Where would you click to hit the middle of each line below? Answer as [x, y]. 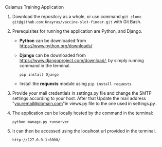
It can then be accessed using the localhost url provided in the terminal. [84, 131]
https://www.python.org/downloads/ [56, 46]
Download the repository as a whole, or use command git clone [77, 16]
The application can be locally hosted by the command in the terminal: [82, 113]
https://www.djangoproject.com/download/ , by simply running [82, 60]
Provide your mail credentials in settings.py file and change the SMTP [82, 93]
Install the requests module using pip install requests [75, 84]
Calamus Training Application [35, 7]
